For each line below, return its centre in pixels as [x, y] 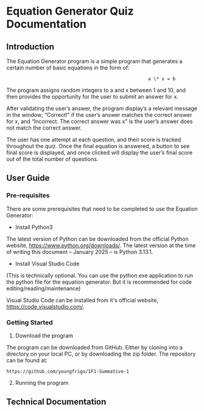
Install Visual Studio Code [47, 264]
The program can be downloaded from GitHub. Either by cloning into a [94, 347]
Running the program [42, 382]
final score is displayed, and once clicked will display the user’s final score [100, 153]
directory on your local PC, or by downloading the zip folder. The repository [101, 354]
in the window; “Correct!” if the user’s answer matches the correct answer [100, 115]
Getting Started [30, 322]
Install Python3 [34, 227]
